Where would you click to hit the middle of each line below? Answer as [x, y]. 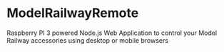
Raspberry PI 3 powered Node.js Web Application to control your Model [112, 33]
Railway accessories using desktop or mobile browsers [88, 40]
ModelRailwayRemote [73, 13]
